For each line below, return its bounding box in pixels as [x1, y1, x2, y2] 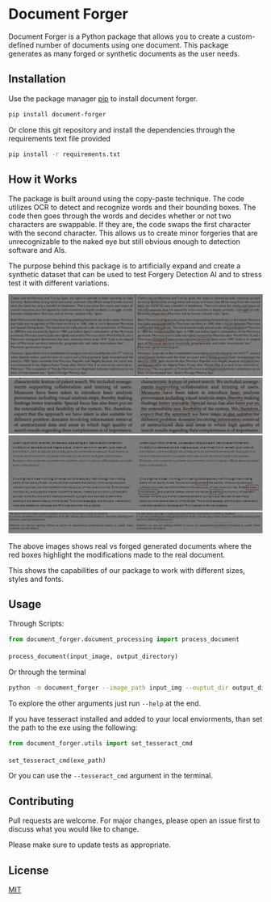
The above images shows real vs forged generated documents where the [8, 541, 252, 550]
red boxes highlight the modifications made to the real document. [8, 550, 226, 559]
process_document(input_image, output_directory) [8, 652, 179, 661]
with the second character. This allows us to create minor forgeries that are [8, 228, 258, 238]
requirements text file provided [8, 133, 111, 143]
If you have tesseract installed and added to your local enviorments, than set [8, 714, 263, 723]
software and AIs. [8, 246, 67, 255]
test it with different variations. [8, 278, 110, 288]
